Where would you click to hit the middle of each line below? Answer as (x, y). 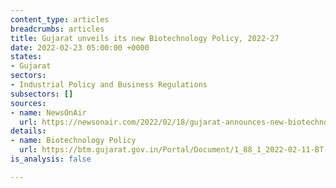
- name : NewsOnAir (48, 112)
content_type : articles (60, 19)
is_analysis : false (51, 159)
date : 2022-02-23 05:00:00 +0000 (80, 47)
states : (26, 57)
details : (28, 131)
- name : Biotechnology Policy (73, 141)
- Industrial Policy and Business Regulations (109, 85)
